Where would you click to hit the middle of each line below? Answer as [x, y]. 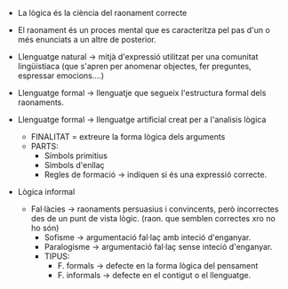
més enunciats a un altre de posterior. [87, 40]
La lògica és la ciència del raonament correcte [102, 13]
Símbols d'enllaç [74, 165]
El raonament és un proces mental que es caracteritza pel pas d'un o [144, 30]
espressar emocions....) [61, 76]
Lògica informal [46, 192]
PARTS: [45, 146]
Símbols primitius [76, 156]
